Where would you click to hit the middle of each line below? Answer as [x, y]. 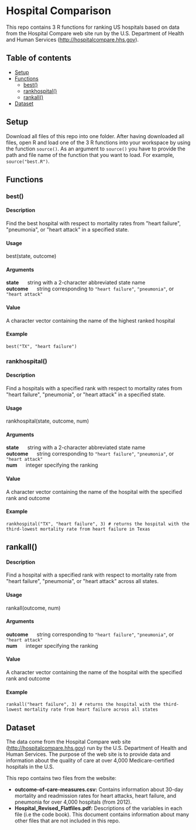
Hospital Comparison [59, 11]
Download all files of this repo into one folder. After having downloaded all [95, 136]
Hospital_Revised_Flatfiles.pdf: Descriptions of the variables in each [98, 808]
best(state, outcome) [31, 256]
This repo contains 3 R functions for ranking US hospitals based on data [93, 27]
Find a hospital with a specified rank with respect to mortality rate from [92, 575]
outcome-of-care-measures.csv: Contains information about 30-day [99, 789]
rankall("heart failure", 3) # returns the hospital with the [83, 705]
